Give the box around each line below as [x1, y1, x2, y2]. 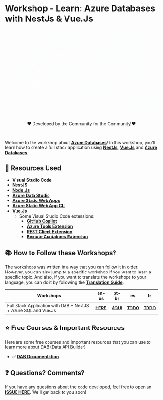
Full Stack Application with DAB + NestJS [7, 302, 89, 308]
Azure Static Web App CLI [12, 203, 65, 209]
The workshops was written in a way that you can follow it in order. [5, 264, 139, 270]
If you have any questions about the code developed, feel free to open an [5, 384, 152, 390]
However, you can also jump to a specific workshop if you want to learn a [5, 269, 152, 275]
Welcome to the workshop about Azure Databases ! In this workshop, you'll [5, 140, 156, 145]
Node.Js [12, 187, 30, 193]
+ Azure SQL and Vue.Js [7, 308, 56, 313]
